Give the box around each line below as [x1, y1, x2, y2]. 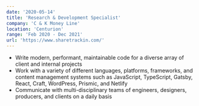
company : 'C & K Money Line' [6, 20, 80, 26]
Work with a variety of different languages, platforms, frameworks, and [15, 67, 194, 74]
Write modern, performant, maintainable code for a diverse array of [15, 54, 184, 61]
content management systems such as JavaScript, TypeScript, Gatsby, [15, 74, 193, 80]
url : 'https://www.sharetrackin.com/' [6, 37, 105, 43]
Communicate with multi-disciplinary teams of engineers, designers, [15, 87, 187, 93]
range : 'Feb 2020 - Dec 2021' [6, 32, 83, 38]
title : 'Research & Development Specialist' [6, 15, 121, 21]
